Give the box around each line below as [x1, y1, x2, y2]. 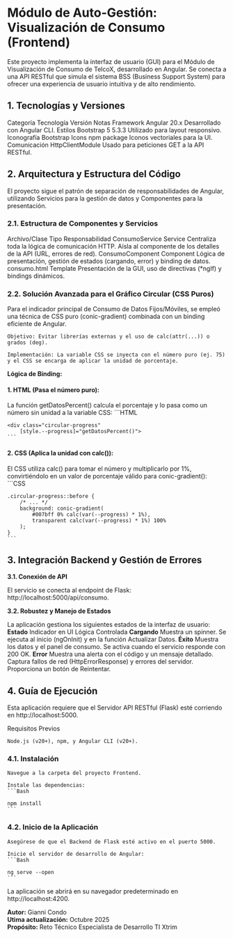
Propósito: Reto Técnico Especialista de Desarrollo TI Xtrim [7, 923, 177, 931]
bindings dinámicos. [7, 272, 65, 280]
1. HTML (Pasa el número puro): [7, 385, 99, 394]
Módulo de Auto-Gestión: [7, 5, 158, 21]
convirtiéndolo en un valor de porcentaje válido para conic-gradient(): [7, 471, 207, 480]
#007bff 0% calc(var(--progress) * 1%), [32, 510, 151, 518]
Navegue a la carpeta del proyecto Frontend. [7, 769, 141, 777]
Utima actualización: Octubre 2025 [7, 915, 110, 923]
